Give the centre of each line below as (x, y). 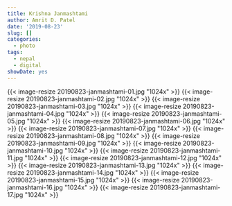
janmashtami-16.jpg (35, 187)
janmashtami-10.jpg (35, 151)
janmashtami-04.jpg (36, 113)
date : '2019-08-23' (35, 26)
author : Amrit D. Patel (42, 20)
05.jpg (16, 121)
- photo (25, 46)
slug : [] (20, 33)
